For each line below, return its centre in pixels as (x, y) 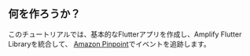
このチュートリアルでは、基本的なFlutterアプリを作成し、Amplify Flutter (125, 34)
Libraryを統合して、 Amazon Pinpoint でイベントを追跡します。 (109, 44)
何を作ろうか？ (44, 14)
